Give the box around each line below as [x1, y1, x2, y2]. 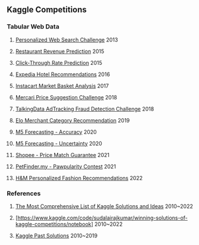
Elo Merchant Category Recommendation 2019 [15, 117, 130, 124]
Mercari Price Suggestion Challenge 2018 [15, 93, 118, 100]
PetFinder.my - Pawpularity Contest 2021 [15, 163, 116, 170]
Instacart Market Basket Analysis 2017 [15, 82, 109, 89]
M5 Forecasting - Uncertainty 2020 [15, 140, 103, 147]
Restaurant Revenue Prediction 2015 [15, 48, 105, 55]
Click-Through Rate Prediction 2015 [15, 59, 103, 66]
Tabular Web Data [7, 23, 60, 31]
